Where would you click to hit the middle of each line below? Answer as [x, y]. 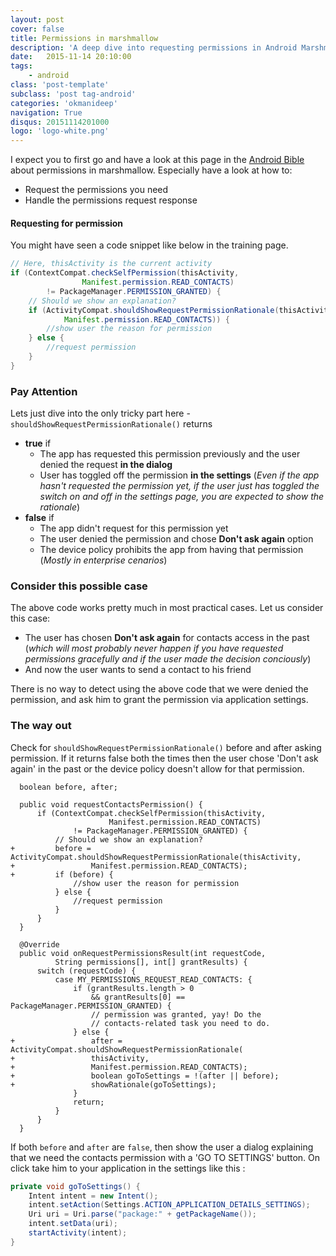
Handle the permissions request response [111, 200]
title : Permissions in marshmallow [84, 38]
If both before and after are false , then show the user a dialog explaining [162, 1147]
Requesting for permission [67, 223]
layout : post [37, 19]
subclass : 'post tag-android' [73, 94]
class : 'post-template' [60, 85]
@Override [39, 944]
